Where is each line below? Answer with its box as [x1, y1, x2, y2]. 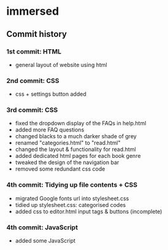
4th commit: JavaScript [6, 223, 78, 232]
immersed [6, 4, 59, 18]
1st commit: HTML [6, 47, 61, 56]
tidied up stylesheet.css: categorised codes [15, 201, 126, 208]
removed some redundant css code [15, 165, 105, 173]
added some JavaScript [15, 237, 75, 244]
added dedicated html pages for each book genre [15, 152, 141, 160]
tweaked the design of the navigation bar [15, 158, 120, 166]
